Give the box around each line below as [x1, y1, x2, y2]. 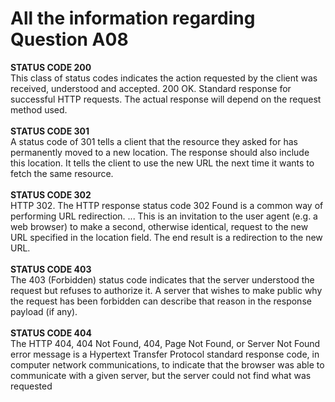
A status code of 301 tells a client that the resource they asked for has [10, 135, 298, 147]
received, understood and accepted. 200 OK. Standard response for [10, 82, 292, 94]
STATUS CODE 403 [10, 263, 92, 275]
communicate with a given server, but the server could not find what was [10, 369, 312, 381]
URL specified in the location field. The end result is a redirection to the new [10, 231, 323, 243]
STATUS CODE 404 [10, 327, 92, 339]
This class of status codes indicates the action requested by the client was [10, 72, 318, 84]
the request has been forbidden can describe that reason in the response [10, 295, 312, 307]
